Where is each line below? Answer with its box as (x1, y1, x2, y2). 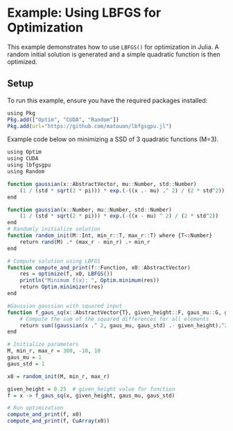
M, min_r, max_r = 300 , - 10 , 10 (7, 347, 101, 354)
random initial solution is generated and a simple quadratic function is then (7, 50, 221, 58)
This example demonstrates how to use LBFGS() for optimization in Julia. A (7, 42, 220, 51)
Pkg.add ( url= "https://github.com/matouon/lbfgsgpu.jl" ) (7, 123, 172, 130)
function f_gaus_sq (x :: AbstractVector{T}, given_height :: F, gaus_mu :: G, (7, 308, 222, 316)
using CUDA (7, 155, 39, 162)
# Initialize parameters (7, 341, 79, 348)
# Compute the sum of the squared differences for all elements (19, 315, 209, 322)
